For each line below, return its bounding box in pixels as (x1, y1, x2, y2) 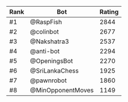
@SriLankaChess (30, 67, 79, 74)
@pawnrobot (30, 76, 67, 85)
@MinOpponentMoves (30, 86, 94, 94)
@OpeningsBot (30, 57, 74, 65)
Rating (99, 8, 119, 16)
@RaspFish (30, 18, 62, 26)
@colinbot (30, 28, 59, 35)
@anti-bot (30, 47, 60, 55)
